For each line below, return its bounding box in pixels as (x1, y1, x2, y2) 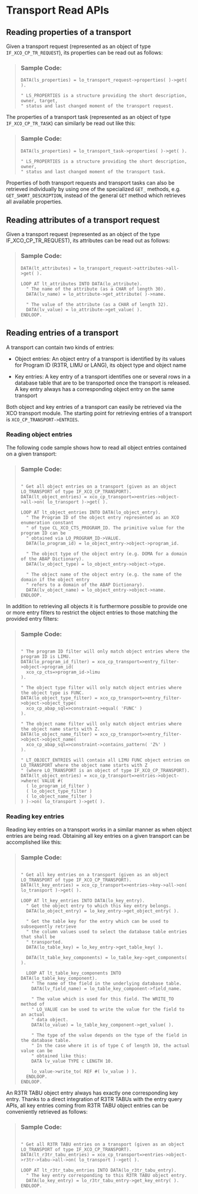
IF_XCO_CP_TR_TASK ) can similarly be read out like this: (6, 120, 136, 127)
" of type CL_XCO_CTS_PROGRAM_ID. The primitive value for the (26, 525, 184, 531)
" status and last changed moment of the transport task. (20, 169, 166, 175)
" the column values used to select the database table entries (26, 929, 187, 935)
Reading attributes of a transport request (6, 215, 160, 225)
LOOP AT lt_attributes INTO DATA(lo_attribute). (20, 280, 143, 287)
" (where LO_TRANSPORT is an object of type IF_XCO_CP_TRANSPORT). (20, 767, 190, 774)
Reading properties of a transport (6, 27, 131, 37)
